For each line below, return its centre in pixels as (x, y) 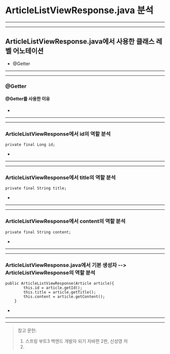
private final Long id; (30, 145)
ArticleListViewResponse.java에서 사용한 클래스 (80, 42)
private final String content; (38, 232)
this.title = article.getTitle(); (60, 292)
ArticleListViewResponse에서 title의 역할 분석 (60, 178)
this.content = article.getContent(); (64, 297)
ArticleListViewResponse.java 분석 (79, 10)
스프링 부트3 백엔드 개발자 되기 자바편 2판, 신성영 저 (76, 341)
